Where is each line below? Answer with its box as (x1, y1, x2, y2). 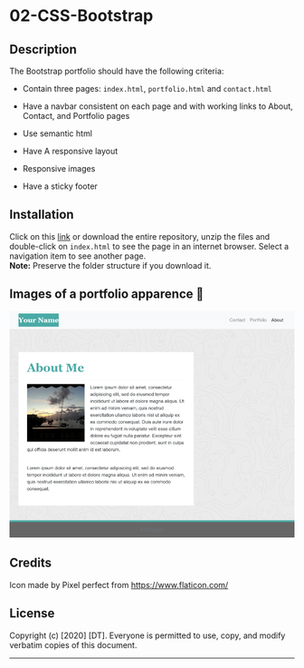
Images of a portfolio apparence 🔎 (9, 287, 204, 302)
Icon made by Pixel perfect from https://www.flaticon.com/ (9, 579, 229, 590)
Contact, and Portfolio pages (22, 111, 130, 121)
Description (9, 42, 77, 57)
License (9, 605, 55, 622)
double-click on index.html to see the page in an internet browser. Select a (9, 241, 290, 251)
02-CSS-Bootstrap (9, 5, 154, 26)
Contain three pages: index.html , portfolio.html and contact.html (22, 83, 272, 93)
